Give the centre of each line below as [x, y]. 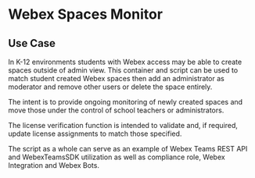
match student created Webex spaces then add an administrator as [116, 78]
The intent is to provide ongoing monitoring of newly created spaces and [126, 102]
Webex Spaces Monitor [85, 14]
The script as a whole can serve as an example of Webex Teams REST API [128, 149]
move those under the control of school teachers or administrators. [116, 110]
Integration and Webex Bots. [54, 165]
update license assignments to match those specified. [95, 133]
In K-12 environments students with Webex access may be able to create [125, 62]
